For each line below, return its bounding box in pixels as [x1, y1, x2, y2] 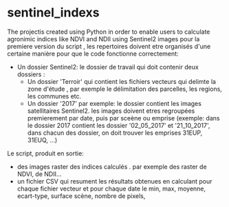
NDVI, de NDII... [17, 170, 62, 178]
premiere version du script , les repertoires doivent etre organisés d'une [7, 42, 211, 50]
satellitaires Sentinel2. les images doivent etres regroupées [27, 107, 195, 115]
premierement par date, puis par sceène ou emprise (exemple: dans [27, 113, 220, 122]
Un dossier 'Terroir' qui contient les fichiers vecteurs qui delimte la [27, 77, 217, 85]
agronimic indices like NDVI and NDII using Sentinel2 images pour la [7, 34, 200, 43]
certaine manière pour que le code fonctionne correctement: [7, 50, 179, 58]
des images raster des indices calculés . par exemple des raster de [17, 162, 208, 171]
